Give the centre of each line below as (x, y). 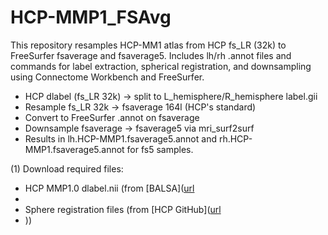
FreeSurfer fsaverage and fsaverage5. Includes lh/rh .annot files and (151, 55)
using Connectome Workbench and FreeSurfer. (107, 77)
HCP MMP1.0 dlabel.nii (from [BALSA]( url (109, 188)
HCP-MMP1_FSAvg (91, 17)
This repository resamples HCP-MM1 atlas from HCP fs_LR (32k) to (148, 45)
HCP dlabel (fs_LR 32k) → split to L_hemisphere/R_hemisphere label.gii (171, 96)
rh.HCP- (235, 138)
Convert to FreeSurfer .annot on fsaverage (112, 117)
